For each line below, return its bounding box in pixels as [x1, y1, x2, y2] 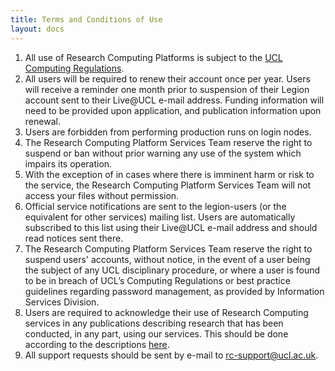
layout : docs [10, 24, 65, 34]
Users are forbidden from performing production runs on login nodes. [24, 126, 312, 138]
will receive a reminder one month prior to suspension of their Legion [24, 83, 310, 95]
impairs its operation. [24, 157, 113, 170]
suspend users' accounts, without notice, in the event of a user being [24, 253, 311, 265]
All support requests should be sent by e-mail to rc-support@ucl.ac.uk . [24, 349, 319, 361]
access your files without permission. [24, 189, 180, 201]
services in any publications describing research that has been [24, 317, 284, 329]
